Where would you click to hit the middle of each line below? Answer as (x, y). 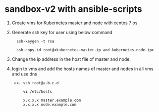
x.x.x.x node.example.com (50, 105)
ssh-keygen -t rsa (35, 41)
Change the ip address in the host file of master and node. (71, 59)
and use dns (25, 74)
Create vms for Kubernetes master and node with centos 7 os (75, 23)
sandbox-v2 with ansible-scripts (73, 9)
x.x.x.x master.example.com (52, 100)
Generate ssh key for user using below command (62, 32)
